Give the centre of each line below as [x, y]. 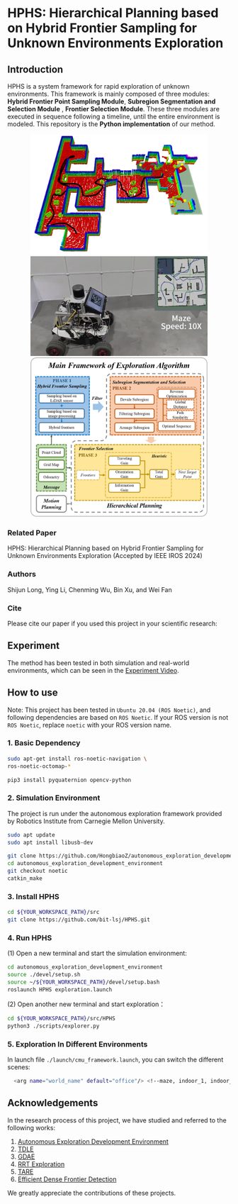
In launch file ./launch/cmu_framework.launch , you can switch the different [115, 1059]
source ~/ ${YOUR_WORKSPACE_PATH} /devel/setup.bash [84, 982]
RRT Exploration [41, 1164]
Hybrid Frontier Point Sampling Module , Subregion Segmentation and [112, 101]
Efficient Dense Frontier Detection [67, 1179]
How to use [33, 693]
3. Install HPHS [34, 896]
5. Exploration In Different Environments [78, 1044]
